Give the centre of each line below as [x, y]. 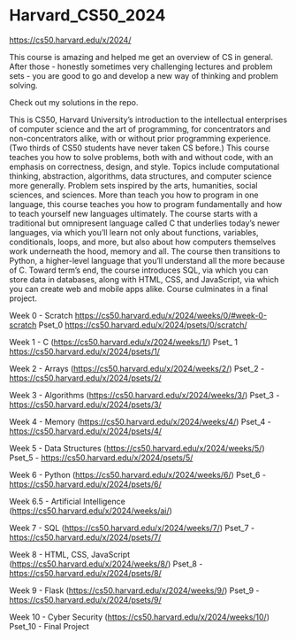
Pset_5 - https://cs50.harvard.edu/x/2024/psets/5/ [101, 458]
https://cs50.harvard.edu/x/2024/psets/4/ [85, 431]
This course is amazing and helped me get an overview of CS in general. [141, 57]
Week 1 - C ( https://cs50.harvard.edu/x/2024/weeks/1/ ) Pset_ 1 [124, 342]
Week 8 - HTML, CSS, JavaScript [70, 554]
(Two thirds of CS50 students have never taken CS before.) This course [139, 148]
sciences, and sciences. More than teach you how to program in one [134, 195]
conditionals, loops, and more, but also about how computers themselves [143, 242]
